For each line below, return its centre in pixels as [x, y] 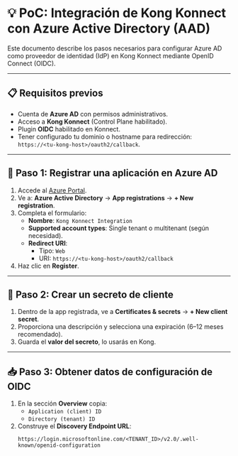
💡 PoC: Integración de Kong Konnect [117, 13]
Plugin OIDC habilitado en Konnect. [69, 129]
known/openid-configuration [59, 445]
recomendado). [40, 335]
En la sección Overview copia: [62, 403]
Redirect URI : [48, 243]
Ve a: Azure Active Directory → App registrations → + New [106, 197]
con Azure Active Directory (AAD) [109, 29]
